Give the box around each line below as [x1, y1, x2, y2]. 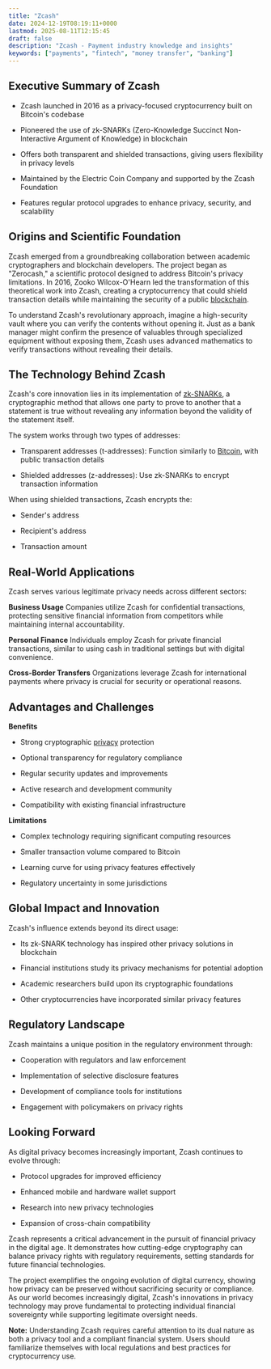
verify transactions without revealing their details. [8, 344, 173, 354]
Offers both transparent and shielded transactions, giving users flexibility [19, 149, 264, 158]
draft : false [8, 34, 53, 43]
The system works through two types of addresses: [8, 430, 180, 441]
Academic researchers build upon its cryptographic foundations [19, 978, 234, 988]
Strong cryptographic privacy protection [19, 737, 155, 747]
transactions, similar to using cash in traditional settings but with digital [8, 644, 245, 653]
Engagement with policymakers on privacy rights [19, 1101, 184, 1112]
